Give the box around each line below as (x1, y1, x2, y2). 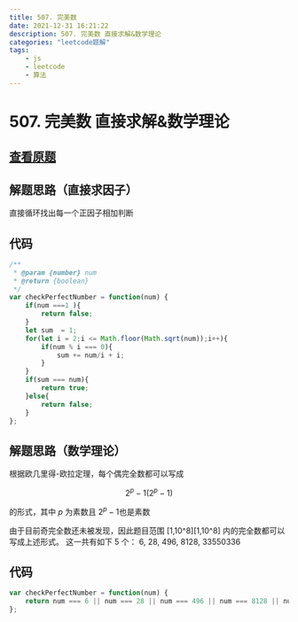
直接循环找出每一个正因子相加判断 (9, 207, 134, 218)
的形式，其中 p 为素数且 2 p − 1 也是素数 (9, 504, 151, 517)
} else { (25, 392, 50, 400)
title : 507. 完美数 (9, 12, 77, 22)
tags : (9, 46, 29, 55)
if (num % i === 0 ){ (41, 342, 114, 351)
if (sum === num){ (25, 376, 90, 385)
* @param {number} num (12, 268, 98, 277)
